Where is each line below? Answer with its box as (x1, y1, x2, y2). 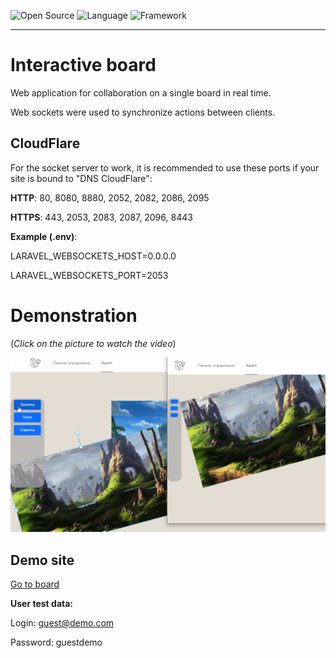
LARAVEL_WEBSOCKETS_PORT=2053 (10, 269, 169, 281)
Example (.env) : (10, 230, 78, 242)
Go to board (10, 578, 60, 590)
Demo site (10, 551, 75, 569)
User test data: (10, 598, 74, 610)
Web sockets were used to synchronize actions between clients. (10, 106, 276, 118)
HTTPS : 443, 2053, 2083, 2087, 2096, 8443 (10, 211, 193, 223)
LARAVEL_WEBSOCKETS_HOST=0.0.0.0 (10, 250, 177, 262)
